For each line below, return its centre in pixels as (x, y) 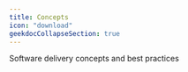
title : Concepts (39, 17)
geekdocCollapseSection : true (65, 33)
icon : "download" (41, 25)
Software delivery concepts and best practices (94, 59)
